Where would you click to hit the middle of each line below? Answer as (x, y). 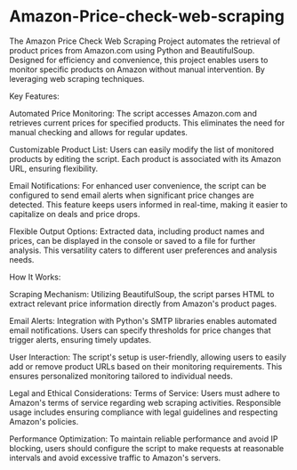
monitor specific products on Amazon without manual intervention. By (137, 69)
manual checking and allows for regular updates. (99, 132)
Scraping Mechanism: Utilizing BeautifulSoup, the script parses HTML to (142, 294)
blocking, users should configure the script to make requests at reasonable (147, 448)
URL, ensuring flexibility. (54, 168)
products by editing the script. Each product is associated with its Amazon (145, 158)
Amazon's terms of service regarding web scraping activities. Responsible (145, 402)
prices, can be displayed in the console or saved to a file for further (132, 240)
